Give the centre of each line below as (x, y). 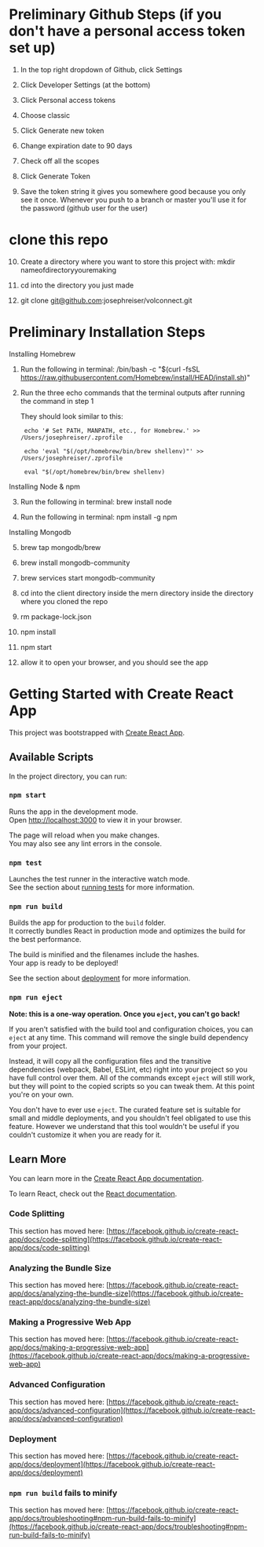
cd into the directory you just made (77, 285)
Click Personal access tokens (68, 100)
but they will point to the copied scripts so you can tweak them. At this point (132, 1086)
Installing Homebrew (42, 354)
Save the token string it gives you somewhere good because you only (133, 191)
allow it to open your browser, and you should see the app (114, 662)
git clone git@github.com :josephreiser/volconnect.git (106, 300)
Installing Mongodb (40, 532)
